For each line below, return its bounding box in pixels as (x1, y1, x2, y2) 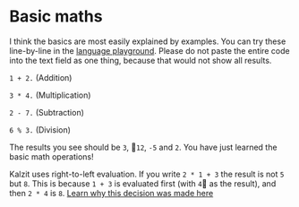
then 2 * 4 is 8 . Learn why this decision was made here (9, 187, 214, 198)
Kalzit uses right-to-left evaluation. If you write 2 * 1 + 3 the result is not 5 (9, 168, 285, 179)
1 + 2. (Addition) (9, 72, 73, 82)
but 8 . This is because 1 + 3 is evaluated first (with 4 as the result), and (9, 177, 277, 189)
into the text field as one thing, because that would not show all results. (9, 55, 272, 65)
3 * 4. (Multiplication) (9, 90, 91, 100)
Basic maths (9, 6, 103, 27)
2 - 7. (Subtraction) (9, 107, 85, 117)
